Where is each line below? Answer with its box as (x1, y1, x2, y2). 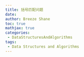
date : (5, 12, 16, 17)
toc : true (5, 21, 26, 26)
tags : (5, 40, 16, 45)
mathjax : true (5, 26, 35, 31)
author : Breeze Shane (5, 16, 50, 21)
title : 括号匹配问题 (5, 7, 43, 12)
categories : (5, 30, 30, 35)
